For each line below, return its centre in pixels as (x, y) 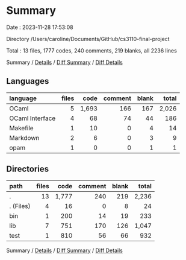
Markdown (24, 138)
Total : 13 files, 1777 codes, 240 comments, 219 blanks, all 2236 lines (92, 50)
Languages (28, 81)
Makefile (22, 128)
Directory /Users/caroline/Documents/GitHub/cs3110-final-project (88, 39)
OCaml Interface (33, 118)
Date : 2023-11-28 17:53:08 (40, 27)
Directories (28, 169)
